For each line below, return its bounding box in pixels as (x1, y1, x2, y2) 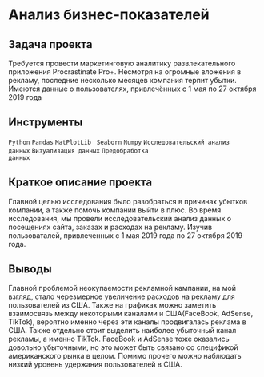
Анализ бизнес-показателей (8, 6, 210, 24)
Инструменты (8, 116, 83, 129)
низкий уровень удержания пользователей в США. (8, 359, 182, 369)
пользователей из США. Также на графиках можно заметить (8, 300, 217, 310)
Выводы (8, 262, 52, 276)
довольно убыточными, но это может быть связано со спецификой (8, 343, 238, 352)
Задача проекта (8, 38, 93, 51)
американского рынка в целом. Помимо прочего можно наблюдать (8, 351, 242, 361)
